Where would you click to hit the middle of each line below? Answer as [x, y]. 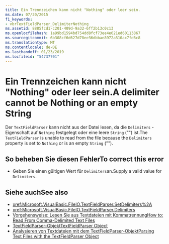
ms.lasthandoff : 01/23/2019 [35, 52]
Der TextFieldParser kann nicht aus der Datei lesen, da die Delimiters [78, 127]
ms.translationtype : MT [30, 43]
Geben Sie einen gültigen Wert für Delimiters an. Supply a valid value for [87, 171]
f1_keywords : [19, 19]
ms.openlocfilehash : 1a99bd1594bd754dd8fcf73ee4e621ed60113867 [73, 33]
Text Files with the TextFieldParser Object [56, 236]
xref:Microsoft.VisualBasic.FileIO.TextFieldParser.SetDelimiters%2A [82, 204]
